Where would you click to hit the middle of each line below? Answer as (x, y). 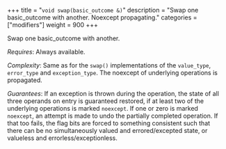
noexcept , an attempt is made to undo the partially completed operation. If (113, 116)
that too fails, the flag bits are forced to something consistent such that (109, 123)
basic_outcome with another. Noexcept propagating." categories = (102, 17)
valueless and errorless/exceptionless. (63, 138)
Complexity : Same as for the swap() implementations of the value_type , (109, 65)
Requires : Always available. (46, 52)
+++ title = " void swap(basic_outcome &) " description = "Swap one (103, 10)
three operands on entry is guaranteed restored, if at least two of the (105, 101)
